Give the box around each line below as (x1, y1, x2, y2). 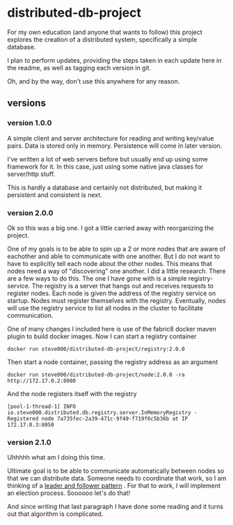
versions (7, 97, 47, 109)
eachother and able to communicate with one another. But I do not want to (7, 252, 220, 260)
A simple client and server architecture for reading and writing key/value (7, 134, 214, 142)
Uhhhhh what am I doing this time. (7, 453, 106, 462)
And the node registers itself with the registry (7, 389, 137, 398)
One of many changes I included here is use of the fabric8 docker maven (7, 324, 217, 333)
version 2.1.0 (7, 437, 51, 447)
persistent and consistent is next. (7, 190, 102, 199)
